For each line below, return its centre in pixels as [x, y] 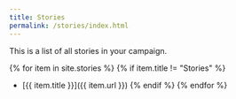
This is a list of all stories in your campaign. [88, 50]
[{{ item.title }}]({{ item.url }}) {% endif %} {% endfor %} [125, 85]
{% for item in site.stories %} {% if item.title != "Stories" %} [118, 68]
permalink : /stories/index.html [69, 26]
